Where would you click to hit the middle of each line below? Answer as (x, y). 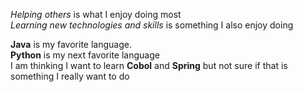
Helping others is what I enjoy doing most (96, 14)
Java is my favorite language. (71, 44)
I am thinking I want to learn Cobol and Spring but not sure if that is (149, 65)
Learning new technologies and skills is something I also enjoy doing (152, 25)
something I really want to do (70, 76)
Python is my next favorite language (85, 55)
